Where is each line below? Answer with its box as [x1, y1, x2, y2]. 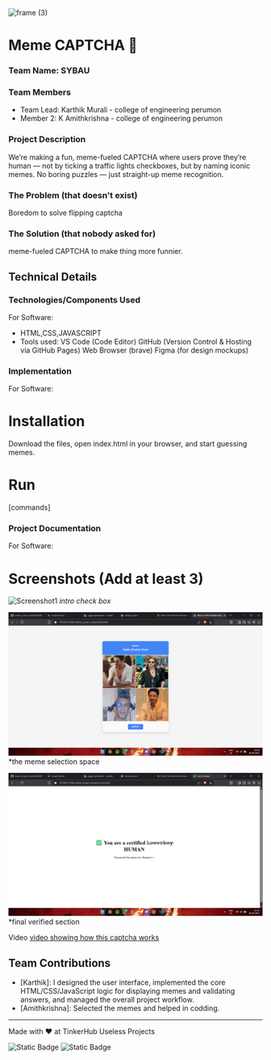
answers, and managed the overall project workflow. [19, 995, 195, 1005]
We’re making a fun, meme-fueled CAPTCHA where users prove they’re [8, 152, 247, 162]
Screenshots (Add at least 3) [8, 569, 204, 588]
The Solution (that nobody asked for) [8, 228, 156, 239]
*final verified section [8, 917, 81, 927]
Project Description [8, 133, 86, 145]
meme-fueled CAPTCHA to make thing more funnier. [8, 247, 183, 256]
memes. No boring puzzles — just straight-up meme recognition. [8, 169, 224, 179]
